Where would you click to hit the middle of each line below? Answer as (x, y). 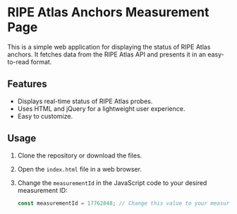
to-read (18, 61)
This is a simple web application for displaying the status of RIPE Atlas (109, 47)
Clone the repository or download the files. (80, 155)
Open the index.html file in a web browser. (80, 169)
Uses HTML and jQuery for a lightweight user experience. (101, 108)
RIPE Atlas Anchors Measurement (108, 12)
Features (27, 84)
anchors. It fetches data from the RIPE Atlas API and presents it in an (107, 54)
